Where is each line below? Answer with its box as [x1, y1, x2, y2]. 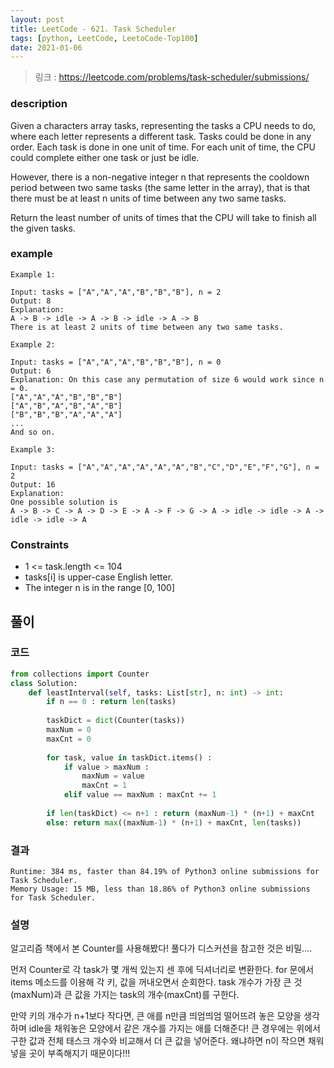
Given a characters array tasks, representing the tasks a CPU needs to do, [10, 119, 317, 131]
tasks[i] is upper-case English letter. [24, 571, 174, 583]
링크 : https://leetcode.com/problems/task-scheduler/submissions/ [34, 71, 310, 83]
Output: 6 [10, 366, 52, 376]
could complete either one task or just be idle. [10, 151, 200, 163]
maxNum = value [81, 771, 145, 781]
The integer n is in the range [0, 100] [24, 582, 176, 594]
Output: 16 [10, 479, 56, 490]
